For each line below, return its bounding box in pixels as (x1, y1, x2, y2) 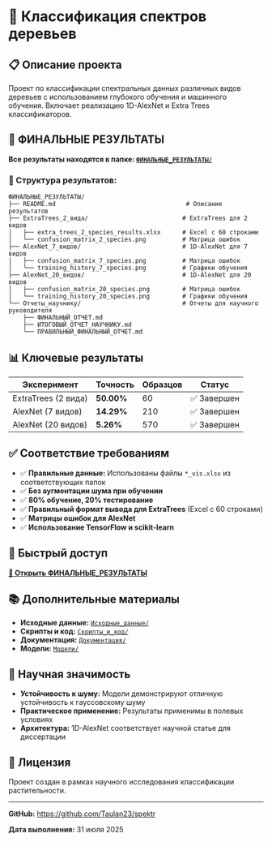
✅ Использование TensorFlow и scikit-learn (19, 522, 174, 532)
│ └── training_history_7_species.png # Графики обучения (8, 264, 249, 273)
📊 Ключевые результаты (8, 350, 144, 364)
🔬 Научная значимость (8, 667, 131, 681)
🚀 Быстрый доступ (8, 547, 108, 561)
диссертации (19, 732, 66, 741)
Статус (200, 379, 230, 390)
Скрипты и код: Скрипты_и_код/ (19, 626, 129, 636)
